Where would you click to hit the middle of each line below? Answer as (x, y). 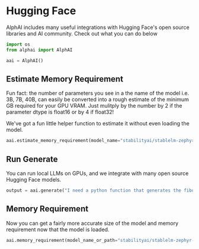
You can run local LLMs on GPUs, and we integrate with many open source (97, 173)
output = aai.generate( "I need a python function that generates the (94, 190)
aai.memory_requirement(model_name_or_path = (62, 240)
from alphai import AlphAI (39, 50)
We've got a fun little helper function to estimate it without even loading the (98, 124)
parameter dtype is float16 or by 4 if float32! (60, 112)
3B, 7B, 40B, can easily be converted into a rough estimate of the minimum (98, 99)
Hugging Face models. (34, 180)
